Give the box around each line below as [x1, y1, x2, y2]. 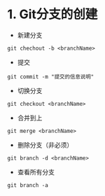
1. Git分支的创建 [7, 6, 98, 22]
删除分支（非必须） [17, 141, 73, 149]
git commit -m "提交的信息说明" [7, 73, 94, 80]
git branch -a [7, 181, 49, 189]
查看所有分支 [17, 167, 55, 176]
